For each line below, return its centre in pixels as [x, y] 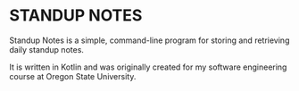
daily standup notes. [47, 49]
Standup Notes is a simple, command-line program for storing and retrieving [149, 40]
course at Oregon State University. [73, 76]
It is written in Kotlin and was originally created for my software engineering [148, 67]
